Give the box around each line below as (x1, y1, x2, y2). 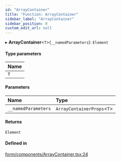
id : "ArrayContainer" (5, 7, 50, 12)
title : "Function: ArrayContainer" (5, 12, 79, 17)
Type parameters (5, 51, 42, 56)
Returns (5, 119, 22, 125)
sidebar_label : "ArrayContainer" (5, 16, 74, 21)
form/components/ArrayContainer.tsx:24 (5, 151, 88, 157)
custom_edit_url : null (5, 26, 52, 31)
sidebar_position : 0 (5, 21, 48, 26)
